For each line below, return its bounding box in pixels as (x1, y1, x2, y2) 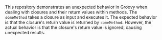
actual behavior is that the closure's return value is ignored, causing (5, 25, 142, 30)
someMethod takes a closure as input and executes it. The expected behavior (5, 14, 157, 20)
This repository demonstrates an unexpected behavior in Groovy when (5, 4, 148, 10)
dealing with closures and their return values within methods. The (5, 9, 138, 15)
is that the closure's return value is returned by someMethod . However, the (5, 19, 152, 25)
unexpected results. (5, 30, 46, 35)
